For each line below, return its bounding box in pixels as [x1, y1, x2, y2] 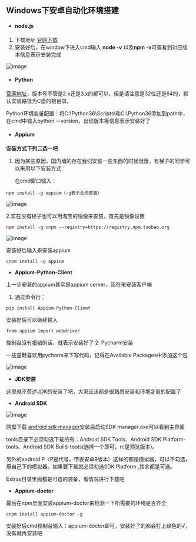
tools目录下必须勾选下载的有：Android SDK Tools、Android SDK [6, 436, 162, 443]
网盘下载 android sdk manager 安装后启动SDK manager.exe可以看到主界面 [6, 423, 185, 430]
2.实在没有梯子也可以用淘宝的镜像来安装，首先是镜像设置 [6, 212, 145, 220]
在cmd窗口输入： [14, 177, 57, 184]
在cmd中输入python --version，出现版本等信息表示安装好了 [6, 117, 151, 124]
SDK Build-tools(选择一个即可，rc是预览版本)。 [43, 443, 158, 450]
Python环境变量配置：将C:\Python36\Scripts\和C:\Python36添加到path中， [6, 109, 188, 117]
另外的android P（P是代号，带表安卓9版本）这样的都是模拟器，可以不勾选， [6, 455, 191, 463]
